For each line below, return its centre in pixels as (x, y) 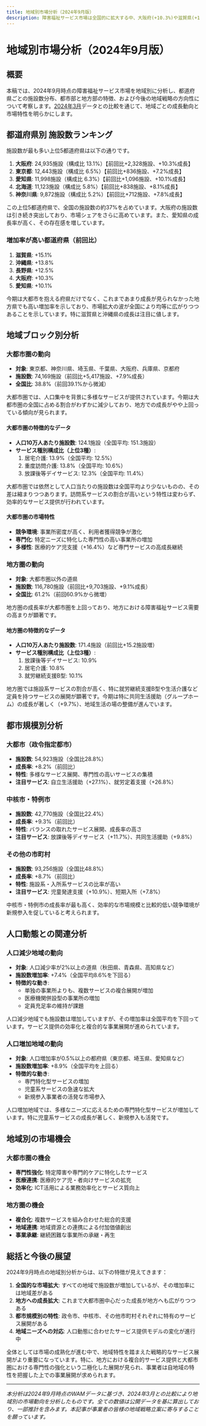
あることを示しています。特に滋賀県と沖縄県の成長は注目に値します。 (94, 314)
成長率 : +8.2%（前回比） (47, 766)
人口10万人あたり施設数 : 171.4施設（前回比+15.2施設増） (86, 645)
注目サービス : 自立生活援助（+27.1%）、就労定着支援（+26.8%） (96, 782)
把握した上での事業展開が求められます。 (68, 1375)
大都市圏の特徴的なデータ (39, 427)
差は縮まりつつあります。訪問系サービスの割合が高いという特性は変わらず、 (103, 494)
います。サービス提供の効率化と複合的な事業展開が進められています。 (94, 1027)
